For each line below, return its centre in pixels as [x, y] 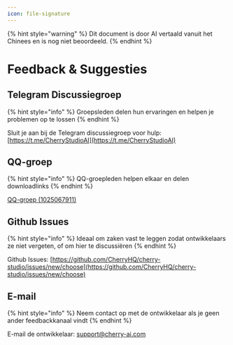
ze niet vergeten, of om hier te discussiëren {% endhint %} [92, 246]
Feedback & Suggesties [77, 69]
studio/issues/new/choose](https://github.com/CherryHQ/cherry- [102, 267]
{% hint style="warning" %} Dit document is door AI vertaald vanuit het [110, 34]
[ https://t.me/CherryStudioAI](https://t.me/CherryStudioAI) [92, 140]
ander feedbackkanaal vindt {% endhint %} [70, 321]
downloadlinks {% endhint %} [50, 186]
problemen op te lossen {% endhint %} [63, 119]
